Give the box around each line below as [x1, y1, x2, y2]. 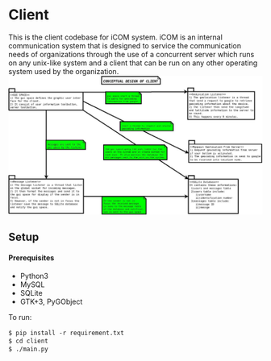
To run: [8, 312, 32, 322]
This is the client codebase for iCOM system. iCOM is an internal [8, 32, 223, 42]
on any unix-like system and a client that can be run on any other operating [8, 58, 258, 68]
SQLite [19, 288, 43, 297]
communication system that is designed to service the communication [8, 40, 242, 50]
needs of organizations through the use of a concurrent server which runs [8, 49, 255, 59]
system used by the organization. [8, 66, 119, 76]
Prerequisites [8, 253, 55, 263]
